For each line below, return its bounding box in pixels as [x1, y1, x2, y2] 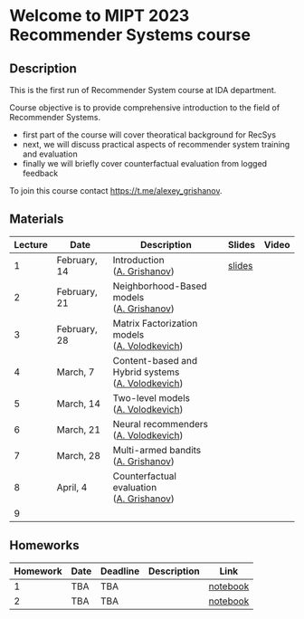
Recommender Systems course [9, 24, 252, 45]
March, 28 [56, 449, 101, 462]
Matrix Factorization [112, 317, 198, 329]
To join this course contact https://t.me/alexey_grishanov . [9, 186, 223, 195]
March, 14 [56, 397, 101, 410]
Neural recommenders [112, 417, 208, 430]
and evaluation [22, 148, 79, 159]
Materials [9, 212, 64, 227]
